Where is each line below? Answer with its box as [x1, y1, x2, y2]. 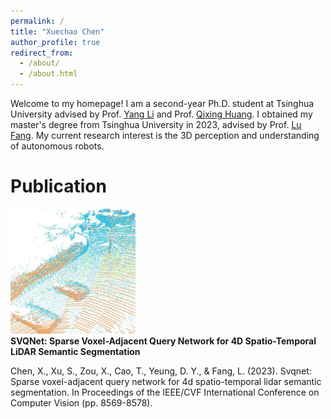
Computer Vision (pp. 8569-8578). [10, 396, 153, 409]
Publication [10, 175, 107, 198]
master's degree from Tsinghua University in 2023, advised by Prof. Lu [10, 119, 302, 130]
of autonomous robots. [10, 140, 105, 152]
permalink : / [10, 16, 65, 26]
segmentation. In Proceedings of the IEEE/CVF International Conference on [10, 386, 320, 398]
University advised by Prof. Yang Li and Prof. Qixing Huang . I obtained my [10, 108, 313, 120]
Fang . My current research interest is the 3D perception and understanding [10, 130, 320, 141]
